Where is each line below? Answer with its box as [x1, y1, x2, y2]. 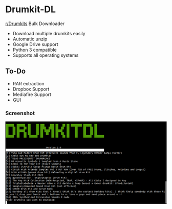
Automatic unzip [12, 36, 48, 42]
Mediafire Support [12, 91, 52, 98]
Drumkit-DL [5, 4, 56, 15]
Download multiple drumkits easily [12, 30, 85, 36]
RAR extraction [12, 80, 45, 86]
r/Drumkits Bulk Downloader [5, 20, 65, 27]
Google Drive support [12, 41, 58, 47]
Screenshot [5, 109, 35, 117]
